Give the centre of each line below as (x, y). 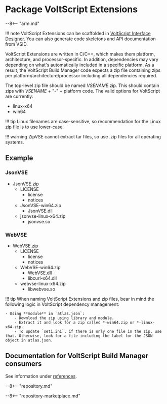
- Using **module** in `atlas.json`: (45, 313)
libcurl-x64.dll (42, 278)
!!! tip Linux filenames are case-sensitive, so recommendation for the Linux (83, 121)
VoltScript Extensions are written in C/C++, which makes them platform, (80, 54)
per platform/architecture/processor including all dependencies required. (81, 75)
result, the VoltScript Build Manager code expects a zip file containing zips (83, 70)
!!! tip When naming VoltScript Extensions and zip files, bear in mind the (80, 299)
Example (19, 158)
